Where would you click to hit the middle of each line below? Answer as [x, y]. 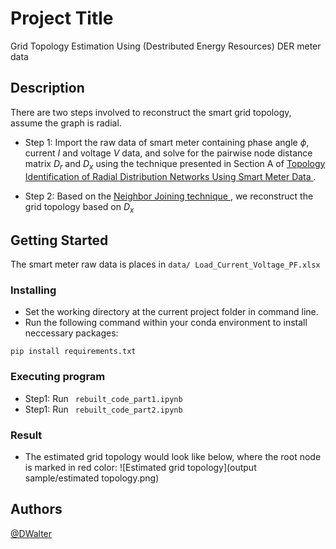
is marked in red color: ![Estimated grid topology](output [140, 468]
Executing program [58, 377]
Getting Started [59, 240]
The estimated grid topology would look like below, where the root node [173, 457]
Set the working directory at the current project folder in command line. [171, 312]
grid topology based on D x [79, 207]
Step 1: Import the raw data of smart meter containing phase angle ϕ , [167, 142]
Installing [33, 290]
